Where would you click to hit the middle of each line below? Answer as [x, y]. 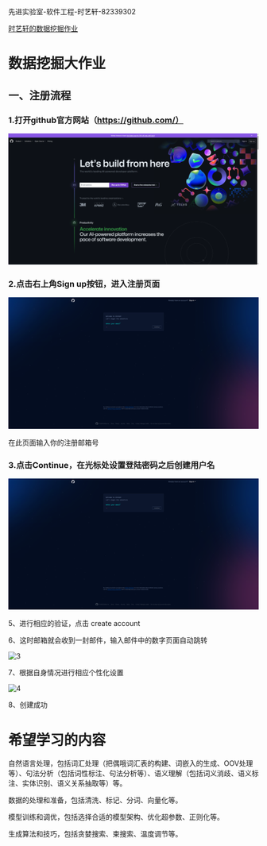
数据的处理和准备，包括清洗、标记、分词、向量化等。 [95, 800]
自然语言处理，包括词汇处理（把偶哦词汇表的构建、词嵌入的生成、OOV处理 [131, 763]
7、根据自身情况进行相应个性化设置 [66, 673]
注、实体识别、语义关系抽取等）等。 [68, 783]
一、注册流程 [40, 95]
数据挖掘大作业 [57, 64]
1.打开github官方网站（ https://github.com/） [96, 120]
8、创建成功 [28, 705]
